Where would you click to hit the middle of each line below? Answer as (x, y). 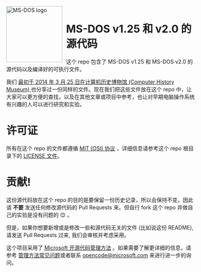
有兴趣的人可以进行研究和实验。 (45, 104)
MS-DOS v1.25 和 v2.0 (122, 29)
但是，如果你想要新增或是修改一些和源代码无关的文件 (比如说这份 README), (100, 227)
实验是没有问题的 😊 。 (45, 215)
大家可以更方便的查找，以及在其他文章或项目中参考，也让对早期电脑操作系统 (100, 97)
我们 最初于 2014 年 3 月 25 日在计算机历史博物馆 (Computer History (90, 82)
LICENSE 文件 (40, 155)
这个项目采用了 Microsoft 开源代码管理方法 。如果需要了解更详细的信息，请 (99, 247)
